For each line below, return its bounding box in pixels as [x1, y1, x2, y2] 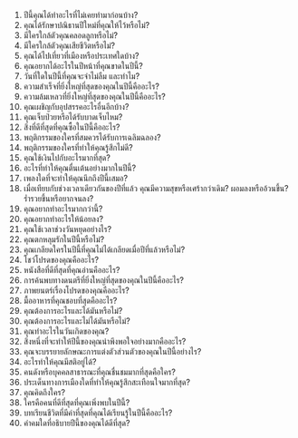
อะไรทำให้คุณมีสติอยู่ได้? [23, 356, 97, 367]
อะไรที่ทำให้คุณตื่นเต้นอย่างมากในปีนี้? [23, 162, 137, 173]
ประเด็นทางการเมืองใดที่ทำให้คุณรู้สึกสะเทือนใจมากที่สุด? [23, 377, 191, 387]
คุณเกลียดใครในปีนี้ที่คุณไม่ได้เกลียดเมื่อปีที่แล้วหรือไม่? [23, 244, 186, 255]
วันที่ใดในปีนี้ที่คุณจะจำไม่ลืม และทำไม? [23, 71, 140, 82]
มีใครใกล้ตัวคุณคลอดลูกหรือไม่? [23, 30, 119, 41]
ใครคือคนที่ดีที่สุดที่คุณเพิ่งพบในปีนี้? [23, 397, 130, 408]
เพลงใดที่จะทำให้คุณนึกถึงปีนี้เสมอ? [23, 173, 129, 183]
